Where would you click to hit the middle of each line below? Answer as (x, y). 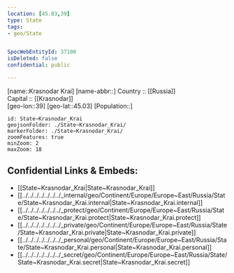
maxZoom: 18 (24, 149)
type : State (24, 20)
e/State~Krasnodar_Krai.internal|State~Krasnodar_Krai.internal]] (110, 202)
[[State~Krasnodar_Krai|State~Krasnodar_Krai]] (86, 188)
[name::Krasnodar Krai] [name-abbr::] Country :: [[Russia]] (92, 91)
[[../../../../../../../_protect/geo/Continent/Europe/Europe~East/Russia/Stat (121, 210)
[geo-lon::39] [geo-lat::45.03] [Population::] (70, 106)
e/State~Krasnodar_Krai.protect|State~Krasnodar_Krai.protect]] (109, 217)
